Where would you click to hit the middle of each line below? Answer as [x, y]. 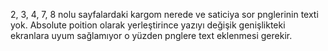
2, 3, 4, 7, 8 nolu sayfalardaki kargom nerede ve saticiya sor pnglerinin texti [164, 14]
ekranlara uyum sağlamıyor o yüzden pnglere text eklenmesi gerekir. [151, 35]
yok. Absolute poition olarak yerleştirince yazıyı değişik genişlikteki [148, 25]
